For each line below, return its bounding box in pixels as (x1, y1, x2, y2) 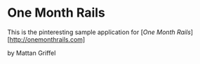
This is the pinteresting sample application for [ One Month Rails (7, 28, 192, 36)
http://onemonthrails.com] (9, 35, 86, 43)
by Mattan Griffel (7, 49, 56, 57)
